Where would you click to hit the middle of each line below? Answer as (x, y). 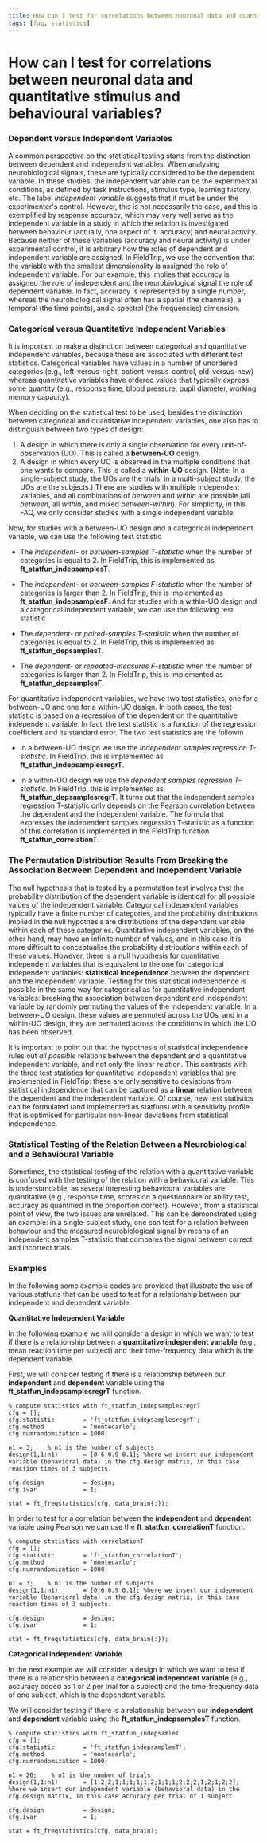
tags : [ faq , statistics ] (49, 23)
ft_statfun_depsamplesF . (62, 683)
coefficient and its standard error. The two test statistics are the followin (126, 732)
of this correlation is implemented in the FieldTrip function (114, 831)
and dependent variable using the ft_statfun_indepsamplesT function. (124, 1719)
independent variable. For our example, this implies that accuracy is (119, 274)
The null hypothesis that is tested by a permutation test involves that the (126, 888)
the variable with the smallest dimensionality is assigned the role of (118, 266)
